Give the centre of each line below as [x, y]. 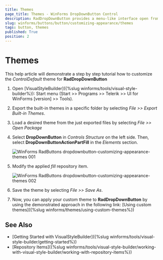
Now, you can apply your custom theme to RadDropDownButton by [80, 199]
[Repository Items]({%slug [39, 247]
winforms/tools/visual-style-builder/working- [111, 247]
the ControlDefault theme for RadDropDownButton [56, 79]
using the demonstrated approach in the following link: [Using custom [82, 204]
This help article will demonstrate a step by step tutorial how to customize [79, 74]
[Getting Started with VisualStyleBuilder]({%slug [60, 237]
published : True [21, 32]
